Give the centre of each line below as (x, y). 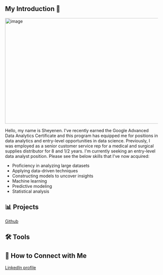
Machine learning (29, 181)
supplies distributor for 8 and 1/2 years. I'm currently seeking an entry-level (80, 151)
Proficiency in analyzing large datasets (51, 166)
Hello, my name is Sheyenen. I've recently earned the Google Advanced (77, 130)
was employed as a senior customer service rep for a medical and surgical (80, 146)
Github (12, 221)
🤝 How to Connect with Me (46, 256)
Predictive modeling (32, 186)
